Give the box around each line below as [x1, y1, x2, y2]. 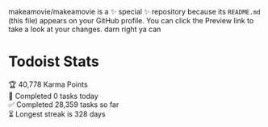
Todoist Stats [8, 52, 99, 71]
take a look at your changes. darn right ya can [8, 24, 161, 34]
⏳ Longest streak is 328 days [8, 109, 107, 119]
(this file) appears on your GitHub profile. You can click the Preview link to [8, 16, 254, 25]
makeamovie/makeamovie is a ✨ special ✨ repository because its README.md [8, 7, 261, 16]
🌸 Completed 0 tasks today [8, 91, 98, 100]
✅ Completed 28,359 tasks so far [8, 100, 119, 109]
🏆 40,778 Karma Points [8, 80, 88, 89]
